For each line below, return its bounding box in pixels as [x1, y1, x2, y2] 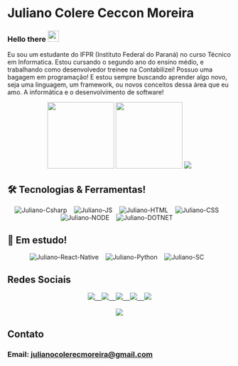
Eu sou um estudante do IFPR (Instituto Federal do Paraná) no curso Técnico [7, 50, 231, 59]
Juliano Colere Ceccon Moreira [7, 5, 194, 21]
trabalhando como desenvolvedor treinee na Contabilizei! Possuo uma [7, 65, 213, 74]
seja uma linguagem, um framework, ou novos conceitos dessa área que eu [7, 80, 229, 89]
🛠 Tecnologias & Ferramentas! [7, 183, 146, 196]
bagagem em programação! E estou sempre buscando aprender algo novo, [7, 73, 227, 82]
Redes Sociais [7, 273, 71, 285]
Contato [7, 328, 44, 340]
